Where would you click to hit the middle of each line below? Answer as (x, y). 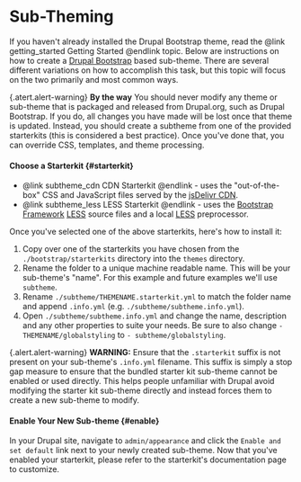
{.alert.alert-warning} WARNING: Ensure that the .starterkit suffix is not (145, 353)
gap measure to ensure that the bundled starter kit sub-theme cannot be (144, 371)
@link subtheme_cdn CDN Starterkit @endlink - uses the (127, 185)
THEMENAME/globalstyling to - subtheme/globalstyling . (124, 335)
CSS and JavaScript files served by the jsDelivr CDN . (140, 195)
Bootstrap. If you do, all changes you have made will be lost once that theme (151, 116)
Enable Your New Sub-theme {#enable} (84, 421)
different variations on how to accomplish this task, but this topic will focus (147, 70)
